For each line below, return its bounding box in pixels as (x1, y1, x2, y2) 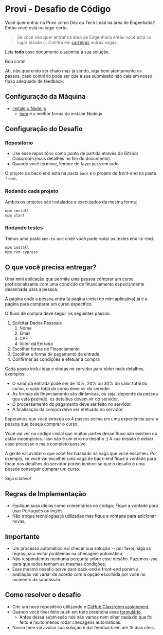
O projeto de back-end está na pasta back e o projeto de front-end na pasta (5, 170, 157, 176)
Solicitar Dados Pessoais (12, 320, 62, 326)
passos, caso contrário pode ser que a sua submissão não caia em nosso (5, 73, 152, 79)
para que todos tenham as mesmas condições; (12, 561, 106, 567)
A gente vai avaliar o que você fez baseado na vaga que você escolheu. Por (5, 451, 157, 457)
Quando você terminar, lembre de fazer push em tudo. (12, 161, 120, 167)
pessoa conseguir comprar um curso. (5, 466, 80, 472)
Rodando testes (5, 224, 43, 231)
